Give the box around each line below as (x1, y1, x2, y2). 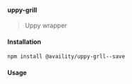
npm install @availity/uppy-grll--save (7, 53, 126, 60)
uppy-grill (7, 6, 38, 14)
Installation (7, 37, 41, 46)
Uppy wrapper (24, 21, 67, 30)
